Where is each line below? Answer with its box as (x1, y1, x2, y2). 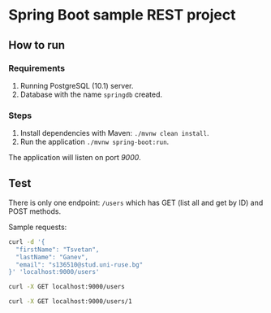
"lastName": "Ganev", (15, 253, 89, 261)
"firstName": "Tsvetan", (15, 246, 100, 254)
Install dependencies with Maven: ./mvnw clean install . (19, 128, 209, 138)
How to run (8, 38, 66, 52)
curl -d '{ (8, 237, 45, 246)
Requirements (8, 63, 66, 74)
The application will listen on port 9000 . (8, 153, 142, 163)
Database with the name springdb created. (19, 89, 163, 99)
